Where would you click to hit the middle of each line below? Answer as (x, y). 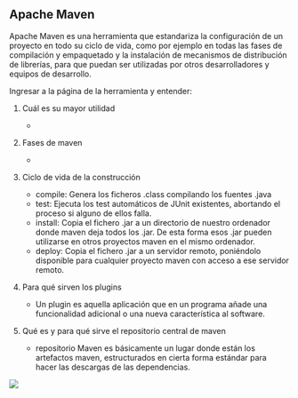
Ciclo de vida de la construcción (81, 177)
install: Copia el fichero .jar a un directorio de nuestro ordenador (153, 222)
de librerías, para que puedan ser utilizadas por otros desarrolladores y (139, 64)
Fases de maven (52, 142)
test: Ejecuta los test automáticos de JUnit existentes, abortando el (158, 203)
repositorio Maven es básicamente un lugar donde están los (145, 348)
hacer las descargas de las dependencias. (113, 367)
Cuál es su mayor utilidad (68, 108)
